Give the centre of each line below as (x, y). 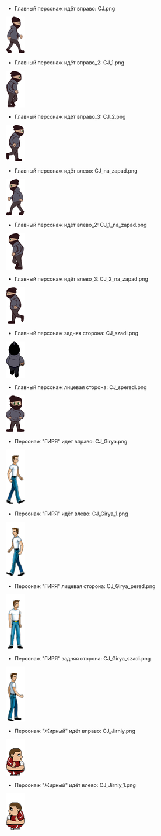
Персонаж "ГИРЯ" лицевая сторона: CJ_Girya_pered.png (85, 586)
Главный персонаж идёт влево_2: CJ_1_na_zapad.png (80, 225)
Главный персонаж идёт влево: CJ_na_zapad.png (76, 171)
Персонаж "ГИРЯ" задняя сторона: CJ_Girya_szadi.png (83, 658)
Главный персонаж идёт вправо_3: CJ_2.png (70, 117)
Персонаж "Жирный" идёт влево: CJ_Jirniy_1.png (75, 785)
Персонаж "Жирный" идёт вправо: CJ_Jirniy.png (75, 731)
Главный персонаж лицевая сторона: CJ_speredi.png (80, 387)
